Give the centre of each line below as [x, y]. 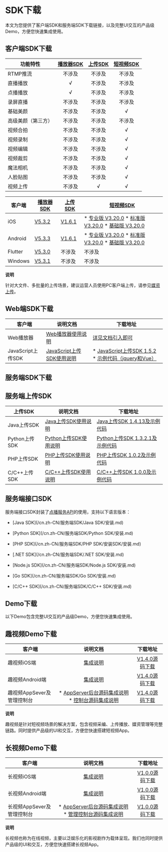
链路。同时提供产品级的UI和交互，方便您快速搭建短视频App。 [68, 731]
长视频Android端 [27, 793]
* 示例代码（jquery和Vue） [124, 358]
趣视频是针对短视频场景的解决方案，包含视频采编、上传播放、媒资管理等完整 [84, 724]
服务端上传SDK [29, 396]
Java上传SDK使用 [65, 421]
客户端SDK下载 [29, 49]
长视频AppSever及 [29, 807]
